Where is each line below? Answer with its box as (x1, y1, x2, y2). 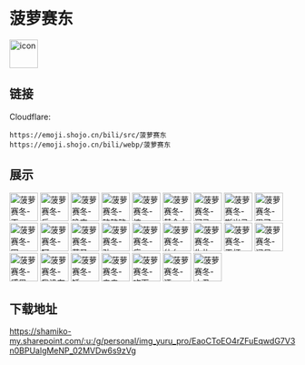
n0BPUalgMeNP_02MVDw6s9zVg (9, 345, 136, 356)
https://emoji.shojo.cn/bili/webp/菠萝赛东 (9, 140, 171, 149)
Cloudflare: (9, 111, 52, 122)
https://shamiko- (9, 326, 72, 337)
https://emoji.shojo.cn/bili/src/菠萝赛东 (9, 130, 167, 139)
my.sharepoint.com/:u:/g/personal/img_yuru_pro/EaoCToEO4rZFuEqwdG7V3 (9, 336, 296, 347)
